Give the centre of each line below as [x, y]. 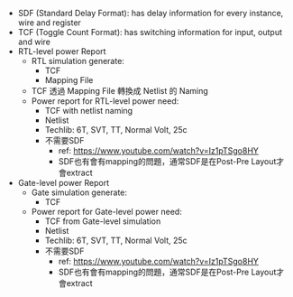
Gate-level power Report [64, 183]
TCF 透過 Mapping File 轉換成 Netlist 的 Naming [120, 91]
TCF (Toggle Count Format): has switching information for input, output [150, 32]
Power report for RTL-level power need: [105, 101]
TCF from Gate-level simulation [103, 221]
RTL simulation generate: [78, 61]
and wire [34, 42]
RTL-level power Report [62, 51]
